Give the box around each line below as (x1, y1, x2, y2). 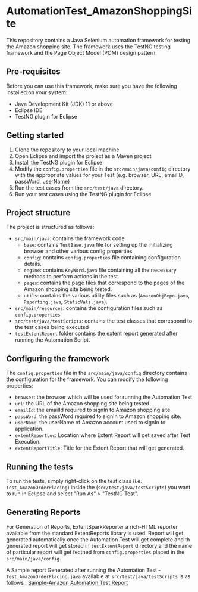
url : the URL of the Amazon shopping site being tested (14, 400, 150, 407)
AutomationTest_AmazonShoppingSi (6, 4, 192, 18)
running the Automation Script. (14, 336, 90, 343)
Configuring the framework (6, 354, 110, 364)
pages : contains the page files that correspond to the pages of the (23, 279, 185, 287)
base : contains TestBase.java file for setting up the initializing (23, 241, 174, 249)
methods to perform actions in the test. (23, 273, 120, 280)
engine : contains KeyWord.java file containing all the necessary (23, 266, 177, 274)
